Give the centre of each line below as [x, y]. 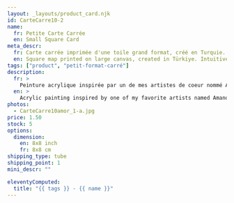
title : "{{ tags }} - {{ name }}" [63, 188]
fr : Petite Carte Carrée [49, 33]
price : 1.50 [24, 117]
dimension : [29, 137]
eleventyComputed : [34, 182]
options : [20, 130]
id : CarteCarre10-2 [36, 20]
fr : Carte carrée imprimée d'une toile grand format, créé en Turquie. [120, 53]
